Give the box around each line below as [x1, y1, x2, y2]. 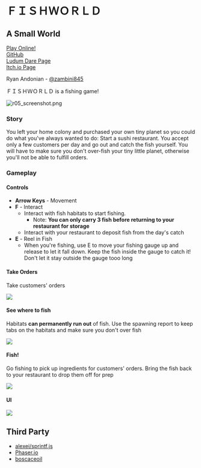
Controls [6, 183, 29, 191]
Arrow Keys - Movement [14, 197, 77, 204]
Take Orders [6, 269, 38, 276]
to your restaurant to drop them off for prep [6, 371, 114, 378]
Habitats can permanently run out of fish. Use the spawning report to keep [6, 320, 194, 327]
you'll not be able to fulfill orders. [6, 154, 88, 161]
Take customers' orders [6, 282, 65, 289]
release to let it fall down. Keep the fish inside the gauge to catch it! [23, 248, 191, 255]
